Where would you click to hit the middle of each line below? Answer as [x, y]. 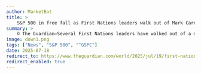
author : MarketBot [29, 12]
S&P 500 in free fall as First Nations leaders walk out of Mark [100, 23]
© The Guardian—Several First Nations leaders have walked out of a [104, 34]
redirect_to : [22, 56]
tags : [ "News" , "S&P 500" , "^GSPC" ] [52, 45]
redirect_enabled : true [36, 61]
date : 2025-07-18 [28, 51]
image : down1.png [28, 39]
